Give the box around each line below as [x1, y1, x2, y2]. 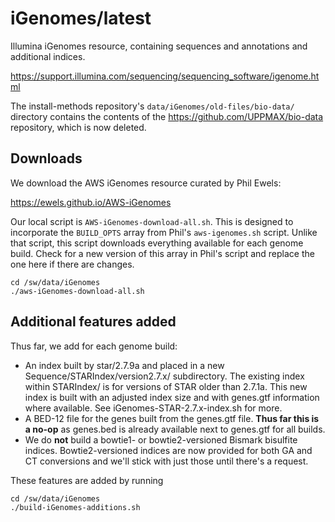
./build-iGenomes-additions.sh [10, 502, 141, 512]
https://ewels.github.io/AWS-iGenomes [10, 196, 172, 208]
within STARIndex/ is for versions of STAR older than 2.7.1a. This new [24, 380, 308, 392]
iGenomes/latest [10, 7, 152, 30]
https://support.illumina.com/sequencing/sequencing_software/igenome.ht [10, 70, 320, 82]
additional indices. [10, 50, 86, 62]
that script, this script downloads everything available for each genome [10, 237, 304, 249]
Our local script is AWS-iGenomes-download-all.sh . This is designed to [10, 215, 294, 227]
